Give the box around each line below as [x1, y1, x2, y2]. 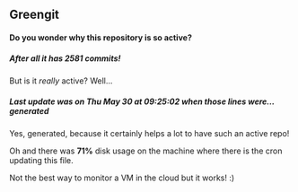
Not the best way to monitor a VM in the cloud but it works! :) [9, 172, 235, 183]
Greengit [9, 7, 60, 22]
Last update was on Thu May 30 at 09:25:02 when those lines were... [9, 96, 276, 107]
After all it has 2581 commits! [9, 53, 121, 64]
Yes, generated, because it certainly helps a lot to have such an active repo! [9, 127, 290, 138]
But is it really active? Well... [9, 75, 113, 86]
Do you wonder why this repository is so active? [9, 31, 193, 43]
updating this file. [9, 154, 74, 165]
